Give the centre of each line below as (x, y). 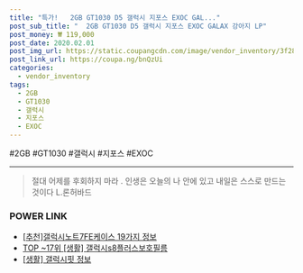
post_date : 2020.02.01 (52, 43)
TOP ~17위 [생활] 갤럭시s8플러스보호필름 (95, 248)
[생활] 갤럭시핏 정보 (57, 259)
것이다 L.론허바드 (61, 192)
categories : (32, 68)
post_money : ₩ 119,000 (52, 34)
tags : (19, 85)
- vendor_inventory (54, 77)
